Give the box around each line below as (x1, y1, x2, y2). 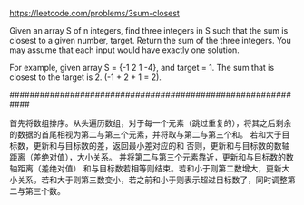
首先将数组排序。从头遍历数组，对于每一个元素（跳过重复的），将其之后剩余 (9, 118, 292, 128)
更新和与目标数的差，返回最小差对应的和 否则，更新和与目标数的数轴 (33, 141, 290, 151)
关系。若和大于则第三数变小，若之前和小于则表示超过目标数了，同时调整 (16, 174, 288, 185)
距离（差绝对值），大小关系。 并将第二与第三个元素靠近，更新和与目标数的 (9, 151, 286, 162)
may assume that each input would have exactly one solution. (9, 44, 240, 55)
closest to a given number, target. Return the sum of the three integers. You (9, 35, 292, 45)
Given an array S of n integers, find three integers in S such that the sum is (9, 25, 289, 35)
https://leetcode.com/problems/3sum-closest (9, 8, 180, 18)
